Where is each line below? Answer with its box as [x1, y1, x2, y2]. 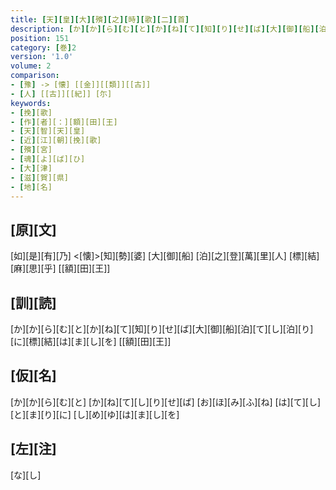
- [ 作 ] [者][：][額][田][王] [10, 117, 118, 127]
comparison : [10, 71, 60, 81]
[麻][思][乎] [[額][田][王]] [10, 262, 111, 275]
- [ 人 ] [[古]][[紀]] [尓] [10, 89, 113, 99]
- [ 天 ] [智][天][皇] [10, 126, 86, 136]
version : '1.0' [10, 52, 74, 62]
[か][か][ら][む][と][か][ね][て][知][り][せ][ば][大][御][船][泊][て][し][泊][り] [10, 323, 314, 335]
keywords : [10, 98, 52, 108]
